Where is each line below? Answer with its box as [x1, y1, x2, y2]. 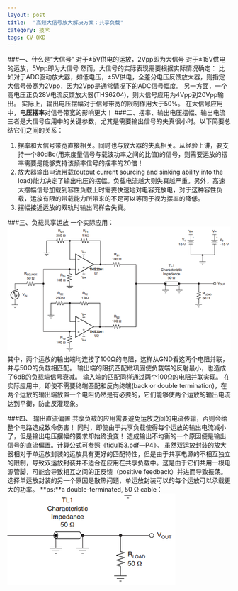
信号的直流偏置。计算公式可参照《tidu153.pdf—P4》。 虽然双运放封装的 [7, 441, 215, 449]
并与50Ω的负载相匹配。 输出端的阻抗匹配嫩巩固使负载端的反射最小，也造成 [7, 363, 227, 372]
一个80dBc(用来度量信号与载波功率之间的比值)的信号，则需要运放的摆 [23, 150, 228, 159]
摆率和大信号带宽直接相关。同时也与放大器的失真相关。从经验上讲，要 [17, 141, 223, 150]
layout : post [7, 11, 46, 18]
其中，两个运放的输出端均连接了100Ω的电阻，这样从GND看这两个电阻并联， [7, 355, 229, 363]
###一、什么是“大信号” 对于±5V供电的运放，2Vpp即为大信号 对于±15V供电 [7, 55, 226, 64]
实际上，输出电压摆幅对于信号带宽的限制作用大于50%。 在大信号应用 [21, 99, 223, 108]
